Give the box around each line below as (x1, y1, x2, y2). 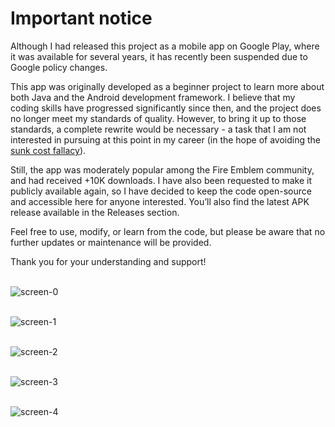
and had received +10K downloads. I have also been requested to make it (10, 174, 313, 186)
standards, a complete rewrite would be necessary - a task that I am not (10, 123, 307, 135)
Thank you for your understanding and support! (10, 255, 207, 267)
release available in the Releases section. (10, 206, 180, 218)
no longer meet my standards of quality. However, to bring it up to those (10, 112, 307, 124)
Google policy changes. (10, 61, 108, 73)
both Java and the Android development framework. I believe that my (10, 91, 296, 103)
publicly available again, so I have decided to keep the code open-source (10, 185, 312, 197)
